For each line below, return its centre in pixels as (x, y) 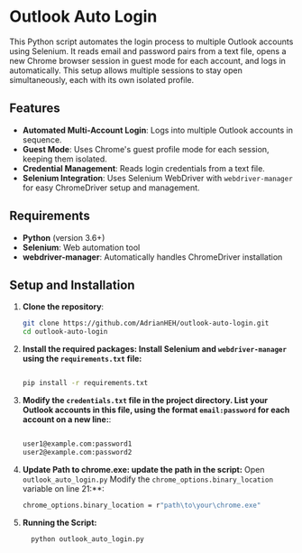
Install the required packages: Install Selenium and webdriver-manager (154, 349)
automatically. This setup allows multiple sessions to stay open (126, 70)
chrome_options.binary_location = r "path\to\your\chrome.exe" (142, 505)
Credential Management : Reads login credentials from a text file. (144, 168)
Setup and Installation (72, 285)
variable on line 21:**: (64, 488)
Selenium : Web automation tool (81, 247)
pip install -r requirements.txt (85, 383)
